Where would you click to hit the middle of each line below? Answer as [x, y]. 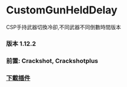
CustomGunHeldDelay [62, 10]
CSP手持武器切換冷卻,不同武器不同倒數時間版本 [64, 27]
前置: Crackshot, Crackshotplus [52, 61]
